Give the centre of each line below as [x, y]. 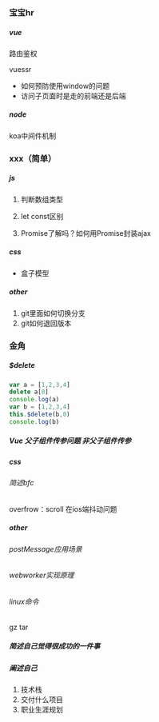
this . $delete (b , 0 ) [40, 415]
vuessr [20, 69]
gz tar [19, 627]
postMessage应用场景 [46, 548]
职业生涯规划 [42, 709]
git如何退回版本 [46, 323]
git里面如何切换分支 [53, 313]
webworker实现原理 [42, 575]
